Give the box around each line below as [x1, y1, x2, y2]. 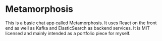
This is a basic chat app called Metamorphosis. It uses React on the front [5, 20, 157, 26]
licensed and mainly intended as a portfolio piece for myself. [5, 30, 131, 36]
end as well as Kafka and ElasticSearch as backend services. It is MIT [5, 25, 150, 31]
